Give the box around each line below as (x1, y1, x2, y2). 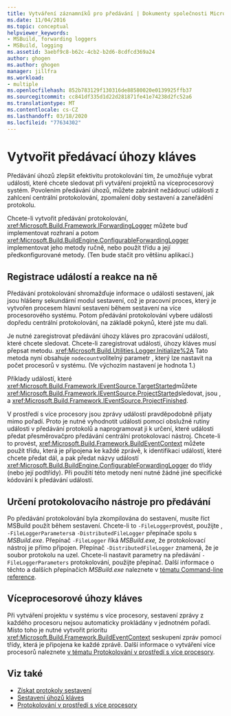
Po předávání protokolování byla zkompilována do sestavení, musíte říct (7, 515, 210, 523)
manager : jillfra (7, 68, 57, 74)
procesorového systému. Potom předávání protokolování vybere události (7, 311, 213, 319)
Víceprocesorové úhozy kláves (7, 593, 143, 604)
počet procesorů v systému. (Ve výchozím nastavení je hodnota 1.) (7, 361, 196, 370)
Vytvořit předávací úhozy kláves (7, 149, 197, 164)
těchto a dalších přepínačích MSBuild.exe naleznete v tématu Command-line (7, 566, 223, 574)
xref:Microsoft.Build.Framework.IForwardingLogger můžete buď (7, 221, 188, 230)
